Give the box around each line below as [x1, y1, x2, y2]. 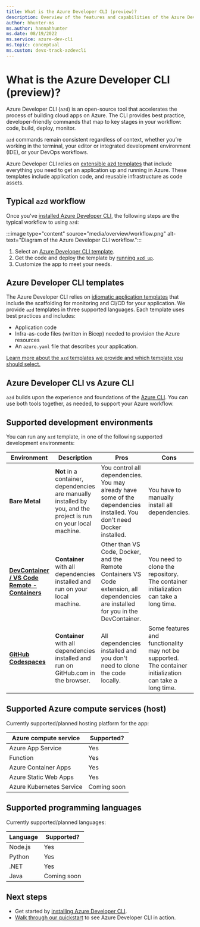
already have [101, 486, 137, 494]
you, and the [55, 504, 90, 512]
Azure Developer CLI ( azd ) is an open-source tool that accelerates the [6, 105, 177, 112]
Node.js [9, 843, 31, 851]
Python [9, 852, 30, 860]
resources [14, 337, 40, 344]
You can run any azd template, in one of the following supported [6, 433, 162, 440]
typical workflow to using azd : [6, 218, 79, 226]
